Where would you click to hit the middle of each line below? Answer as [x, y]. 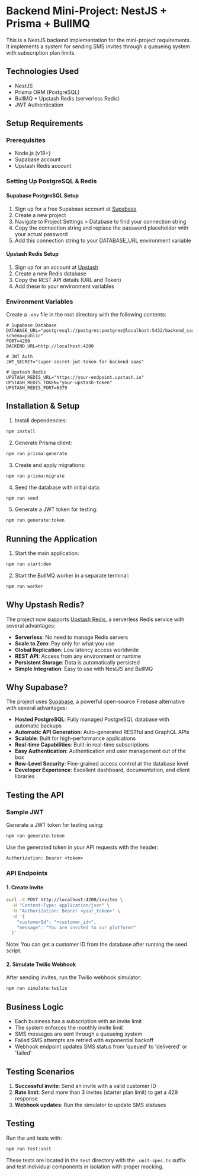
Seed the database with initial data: [57, 487]
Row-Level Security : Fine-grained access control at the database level [101, 764]
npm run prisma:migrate [36, 476]
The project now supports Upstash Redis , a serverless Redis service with [95, 619]
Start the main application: [47, 553]
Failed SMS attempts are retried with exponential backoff [84, 1040]
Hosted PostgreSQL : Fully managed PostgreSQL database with [92, 719]
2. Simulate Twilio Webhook [41, 964]
